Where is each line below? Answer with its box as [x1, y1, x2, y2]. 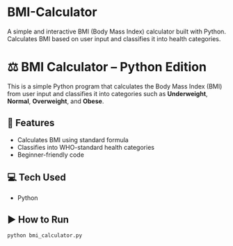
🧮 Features [7, 117, 55, 129]
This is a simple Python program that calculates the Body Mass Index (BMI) [7, 82, 223, 91]
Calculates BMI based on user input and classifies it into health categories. [7, 34, 221, 43]
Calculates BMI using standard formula [17, 135, 129, 144]
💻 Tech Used [7, 171, 66, 183]
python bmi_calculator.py [7, 232, 82, 239]
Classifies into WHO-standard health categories [17, 143, 155, 151]
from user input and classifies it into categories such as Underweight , [7, 89, 208, 98]
